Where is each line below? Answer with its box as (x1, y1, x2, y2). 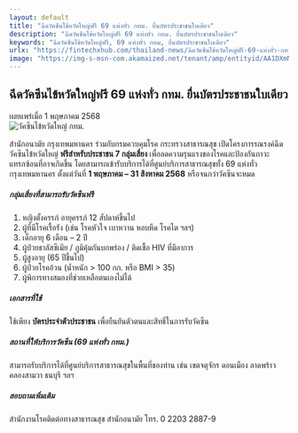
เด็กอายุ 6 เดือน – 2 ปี (21, 232, 88, 242)
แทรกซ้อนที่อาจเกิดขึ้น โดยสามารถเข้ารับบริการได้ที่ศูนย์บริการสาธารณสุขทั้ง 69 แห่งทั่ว (9, 158, 258, 169)
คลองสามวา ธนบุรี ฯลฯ (9, 369, 74, 380)
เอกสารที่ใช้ (9, 293, 43, 303)
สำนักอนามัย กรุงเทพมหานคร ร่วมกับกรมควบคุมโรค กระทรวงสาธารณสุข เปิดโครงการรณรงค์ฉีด (9, 138, 284, 149)
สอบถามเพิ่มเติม (9, 390, 55, 401)
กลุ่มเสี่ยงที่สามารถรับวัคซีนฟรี (9, 189, 95, 200)
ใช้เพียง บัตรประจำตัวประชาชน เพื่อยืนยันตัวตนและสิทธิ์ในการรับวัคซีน (9, 316, 209, 327)
